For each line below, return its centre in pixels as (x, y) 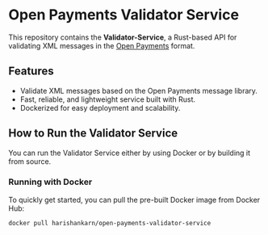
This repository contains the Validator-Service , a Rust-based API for (123, 37)
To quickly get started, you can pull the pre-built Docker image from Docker (134, 199)
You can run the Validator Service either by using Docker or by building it (130, 153)
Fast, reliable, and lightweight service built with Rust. (108, 99)
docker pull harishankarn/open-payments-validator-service (110, 223)
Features (31, 71)
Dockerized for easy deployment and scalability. (100, 107)
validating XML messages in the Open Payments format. (102, 45)
